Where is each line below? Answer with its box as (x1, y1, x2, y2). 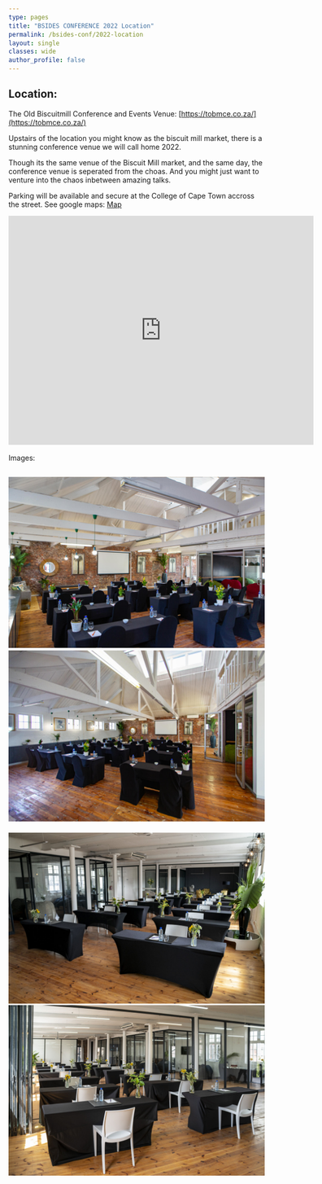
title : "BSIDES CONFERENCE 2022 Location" (8, 21, 154, 30)
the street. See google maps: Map (8, 200, 122, 209)
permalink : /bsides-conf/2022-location (8, 30, 144, 38)
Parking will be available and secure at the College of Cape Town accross (8, 191, 255, 200)
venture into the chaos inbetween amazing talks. (8, 175, 172, 185)
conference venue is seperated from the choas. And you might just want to (8, 166, 259, 176)
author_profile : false (8, 56, 85, 64)
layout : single (8, 39, 60, 47)
